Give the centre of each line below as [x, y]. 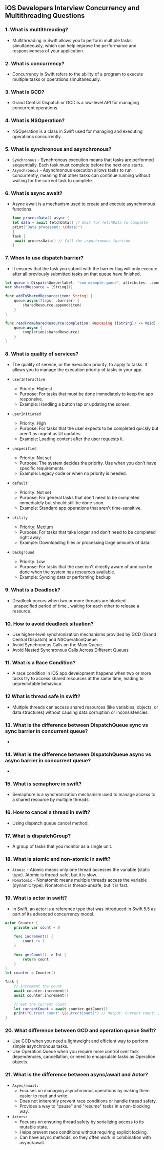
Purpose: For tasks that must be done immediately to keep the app [86, 394]
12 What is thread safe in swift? [43, 696]
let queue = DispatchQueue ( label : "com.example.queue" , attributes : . [78, 283]
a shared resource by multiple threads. [51, 799]
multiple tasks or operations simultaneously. [56, 79]
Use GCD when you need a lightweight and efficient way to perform [80, 1041]
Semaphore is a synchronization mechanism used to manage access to [84, 795]
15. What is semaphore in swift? [43, 784]
